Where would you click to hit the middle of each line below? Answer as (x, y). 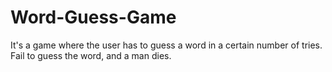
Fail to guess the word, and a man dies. (91, 55)
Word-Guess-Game (93, 17)
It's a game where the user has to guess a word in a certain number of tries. (166, 45)
